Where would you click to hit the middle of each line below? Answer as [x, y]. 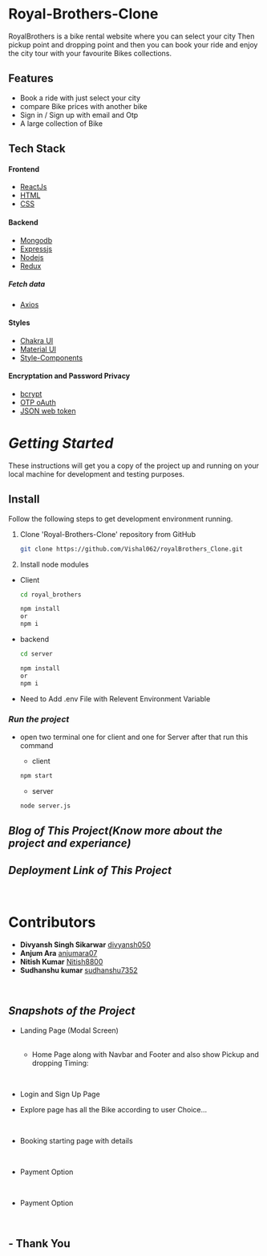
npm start [36, 775]
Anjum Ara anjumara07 [59, 953]
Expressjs [36, 249]
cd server [36, 654]
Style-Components [51, 357]
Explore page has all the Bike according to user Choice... [113, 1109]
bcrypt [31, 393]
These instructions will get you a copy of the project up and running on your [133, 465]
